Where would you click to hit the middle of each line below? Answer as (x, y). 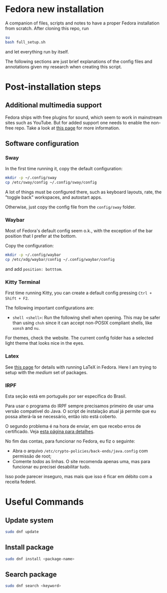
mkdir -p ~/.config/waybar (33, 255)
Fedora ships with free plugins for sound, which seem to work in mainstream (84, 117)
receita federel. (21, 482)
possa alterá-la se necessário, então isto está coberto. (61, 417)
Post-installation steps (53, 87)
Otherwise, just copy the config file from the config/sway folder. (71, 207)
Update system (29, 520)
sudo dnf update (22, 532)
